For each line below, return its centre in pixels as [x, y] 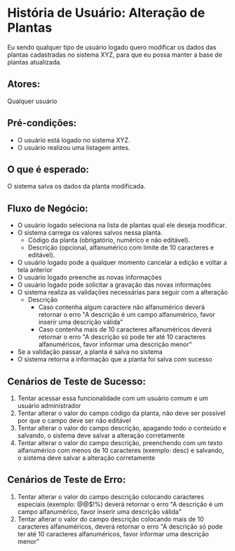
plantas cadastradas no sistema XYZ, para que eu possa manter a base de [115, 55]
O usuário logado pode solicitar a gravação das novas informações [114, 285]
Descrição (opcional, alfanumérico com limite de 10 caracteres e [121, 247]
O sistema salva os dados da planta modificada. [76, 186]
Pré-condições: [42, 123]
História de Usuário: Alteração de [106, 13]
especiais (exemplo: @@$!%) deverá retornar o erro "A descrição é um [120, 504]
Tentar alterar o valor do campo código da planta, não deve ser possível [121, 413]
